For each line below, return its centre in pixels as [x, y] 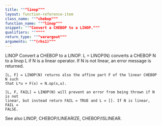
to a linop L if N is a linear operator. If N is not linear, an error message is [78, 61]
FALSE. [12, 109]
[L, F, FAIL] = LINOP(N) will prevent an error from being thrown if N [80, 92]
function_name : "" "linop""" [34, 23]
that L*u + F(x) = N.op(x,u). [36, 83]
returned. [14, 66]
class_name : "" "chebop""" [31, 19]
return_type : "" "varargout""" [36, 37]
